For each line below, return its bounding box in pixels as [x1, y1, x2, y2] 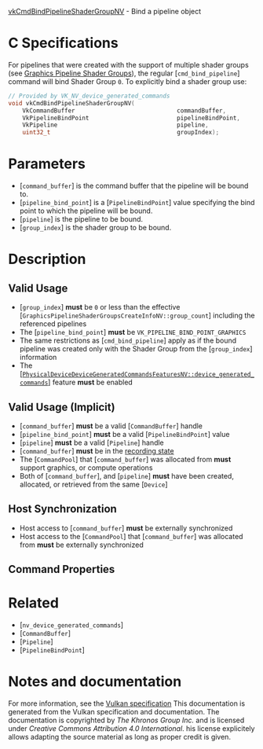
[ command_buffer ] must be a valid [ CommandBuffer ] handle [19, 420, 203, 431]
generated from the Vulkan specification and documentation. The [8, 707, 220, 717]
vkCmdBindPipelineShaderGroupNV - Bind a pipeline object [8, 7, 202, 16]
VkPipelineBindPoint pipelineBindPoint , [22, 114, 241, 122]
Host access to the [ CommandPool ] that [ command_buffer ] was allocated [19, 531, 243, 541]
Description [8, 251, 86, 268]
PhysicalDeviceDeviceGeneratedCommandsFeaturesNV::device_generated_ [22, 371, 255, 379]
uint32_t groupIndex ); [22, 129, 220, 137]
